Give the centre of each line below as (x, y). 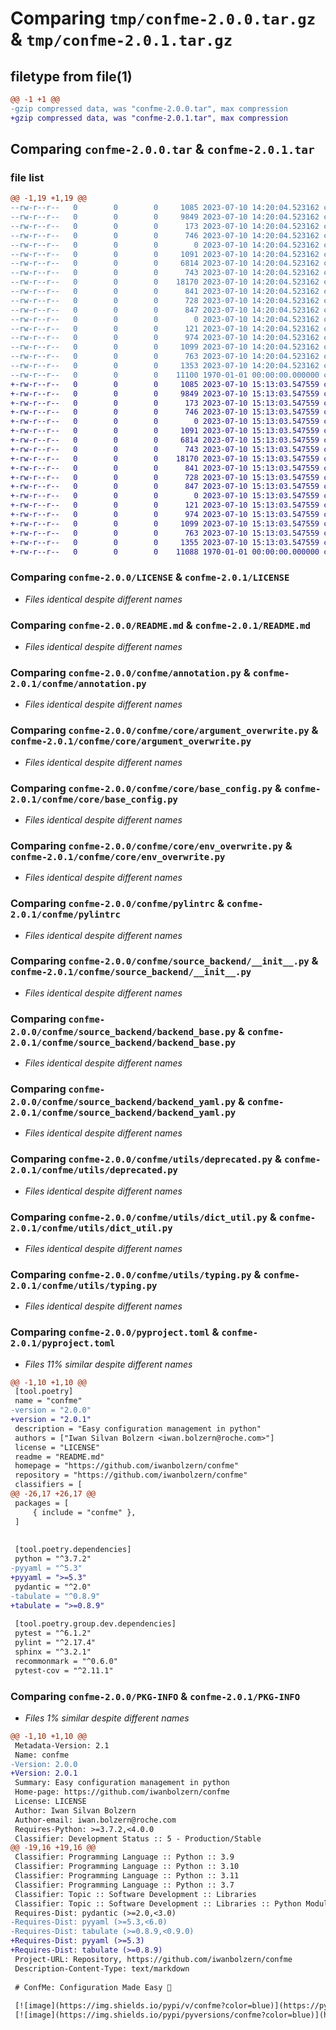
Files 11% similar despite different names (108, 1364)
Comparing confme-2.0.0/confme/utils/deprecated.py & (146, 1159)
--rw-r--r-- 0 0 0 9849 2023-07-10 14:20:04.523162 (165, 217)
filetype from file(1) (71, 76)
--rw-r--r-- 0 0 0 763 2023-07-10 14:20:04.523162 (165, 357)
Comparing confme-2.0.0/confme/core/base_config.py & (146, 788)
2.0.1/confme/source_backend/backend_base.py (123, 1042)
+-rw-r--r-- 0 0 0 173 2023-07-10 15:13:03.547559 (165, 403)
